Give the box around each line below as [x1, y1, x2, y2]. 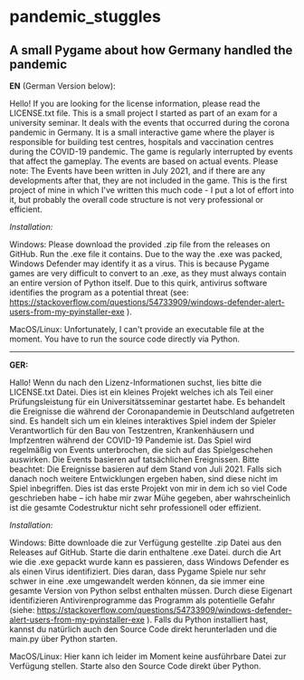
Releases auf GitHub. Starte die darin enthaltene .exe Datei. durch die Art [9, 547, 282, 558]
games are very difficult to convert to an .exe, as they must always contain [9, 268, 287, 278]
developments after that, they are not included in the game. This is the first [9, 175, 288, 186]
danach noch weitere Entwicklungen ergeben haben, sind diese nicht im [9, 474, 279, 484]
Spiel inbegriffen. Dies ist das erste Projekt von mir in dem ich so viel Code [9, 483, 288, 493]
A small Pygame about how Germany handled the [9, 43, 293, 58]
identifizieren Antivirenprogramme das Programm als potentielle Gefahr [9, 595, 276, 606]
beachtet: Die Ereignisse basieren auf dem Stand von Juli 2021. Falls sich [9, 464, 282, 474]
